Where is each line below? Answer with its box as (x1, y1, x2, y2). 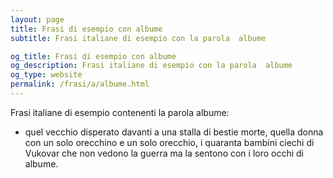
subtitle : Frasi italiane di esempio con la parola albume (10, 33, 267, 43)
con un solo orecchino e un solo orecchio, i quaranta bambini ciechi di (24, 136, 315, 148)
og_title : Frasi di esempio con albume (10, 51, 177, 61)
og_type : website (10, 70, 83, 80)
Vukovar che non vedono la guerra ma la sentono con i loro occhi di (24, 147, 305, 159)
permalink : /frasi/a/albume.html (10, 79, 150, 90)
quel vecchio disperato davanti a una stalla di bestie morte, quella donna (24, 126, 324, 138)
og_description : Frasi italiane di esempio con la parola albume (10, 61, 293, 71)
